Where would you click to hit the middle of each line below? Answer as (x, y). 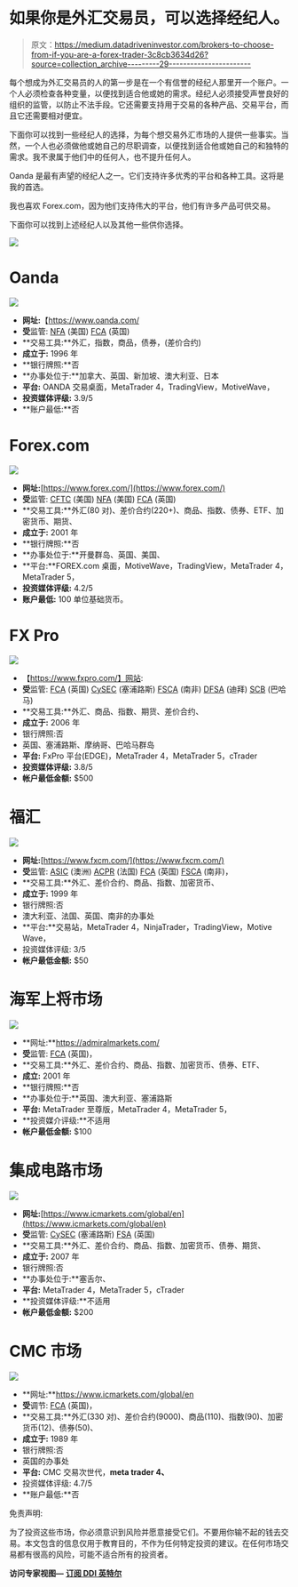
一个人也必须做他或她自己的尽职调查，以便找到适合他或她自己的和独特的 (157, 145)
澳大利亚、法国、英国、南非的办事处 (88, 916)
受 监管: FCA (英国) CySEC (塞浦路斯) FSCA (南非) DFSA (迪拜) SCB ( (146, 689)
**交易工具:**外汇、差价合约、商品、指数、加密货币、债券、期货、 (144, 1245)
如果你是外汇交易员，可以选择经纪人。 (149, 18)
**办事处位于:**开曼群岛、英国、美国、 (93, 554)
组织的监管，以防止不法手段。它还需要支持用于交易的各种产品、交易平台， (145, 104)
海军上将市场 (56, 999)
